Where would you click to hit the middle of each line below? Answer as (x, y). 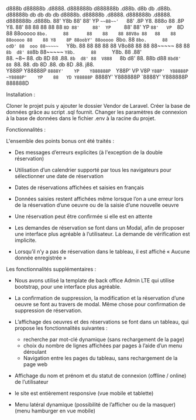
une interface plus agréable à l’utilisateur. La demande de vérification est (102, 234)
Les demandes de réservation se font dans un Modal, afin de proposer (99, 228)
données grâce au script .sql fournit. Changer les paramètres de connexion (97, 112)
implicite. (25, 240)
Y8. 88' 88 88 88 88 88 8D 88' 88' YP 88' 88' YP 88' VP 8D (95, 27)
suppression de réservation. (48, 310)
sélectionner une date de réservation (59, 176)
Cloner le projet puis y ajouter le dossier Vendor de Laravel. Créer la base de (98, 106)
